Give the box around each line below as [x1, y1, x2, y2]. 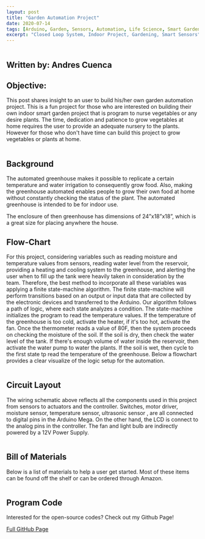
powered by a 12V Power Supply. [6, 428, 90, 436]
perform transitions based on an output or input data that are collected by [6, 291, 192, 299]
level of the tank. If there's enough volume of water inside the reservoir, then [6, 337, 199, 345]
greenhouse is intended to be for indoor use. [6, 201, 119, 208]
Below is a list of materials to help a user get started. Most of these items [6, 468, 190, 475]
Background [6, 158, 54, 169]
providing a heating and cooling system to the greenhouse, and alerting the [6, 266, 195, 273]
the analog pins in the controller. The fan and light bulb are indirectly [6, 422, 178, 430]
